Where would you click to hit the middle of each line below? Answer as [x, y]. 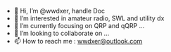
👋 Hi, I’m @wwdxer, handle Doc [59, 11]
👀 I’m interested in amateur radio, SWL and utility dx [89, 18]
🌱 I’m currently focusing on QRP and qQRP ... [79, 26]
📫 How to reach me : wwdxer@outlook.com [78, 41]
